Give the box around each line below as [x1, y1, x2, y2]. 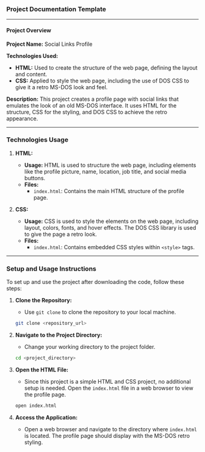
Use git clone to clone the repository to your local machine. [24, 308, 176, 316]
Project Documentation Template [6, 5, 107, 13]
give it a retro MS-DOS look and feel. [15, 83, 108, 90]
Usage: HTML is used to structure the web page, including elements [24, 161, 196, 169]
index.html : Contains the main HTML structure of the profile [33, 187, 185, 194]
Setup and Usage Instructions [6, 264, 96, 273]
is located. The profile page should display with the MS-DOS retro [24, 432, 190, 439]
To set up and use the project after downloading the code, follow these [6, 279, 185, 286]
